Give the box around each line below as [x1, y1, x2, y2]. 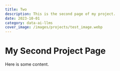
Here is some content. [5, 61, 49, 67]
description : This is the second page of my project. [5, 12, 116, 16]
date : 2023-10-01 [5, 16, 40, 21]
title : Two [5, 7, 27, 12]
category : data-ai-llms [5, 20, 53, 25]
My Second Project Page [5, 46, 106, 57]
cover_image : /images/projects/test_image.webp [5, 25, 103, 30]
